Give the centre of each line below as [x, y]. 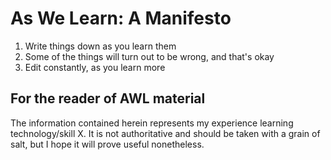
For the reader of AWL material [108, 98]
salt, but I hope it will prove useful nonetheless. [107, 144]
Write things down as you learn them [100, 46]
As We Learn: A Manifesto [121, 18]
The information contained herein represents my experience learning [152, 123]
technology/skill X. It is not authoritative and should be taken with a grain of [165, 133]
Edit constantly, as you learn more [95, 67]
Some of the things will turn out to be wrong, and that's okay [149, 56]
